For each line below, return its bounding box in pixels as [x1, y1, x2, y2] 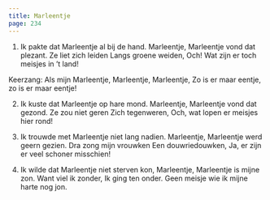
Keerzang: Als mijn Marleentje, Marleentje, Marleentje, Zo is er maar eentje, [8, 74, 262, 84]
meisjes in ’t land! [20, 58, 79, 69]
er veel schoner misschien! [20, 149, 111, 159]
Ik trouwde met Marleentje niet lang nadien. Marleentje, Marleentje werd [20, 131, 263, 142]
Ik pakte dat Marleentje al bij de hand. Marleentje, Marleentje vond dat [20, 41, 256, 51]
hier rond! [20, 116, 54, 126]
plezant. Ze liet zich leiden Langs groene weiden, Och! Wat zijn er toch [20, 50, 257, 60]
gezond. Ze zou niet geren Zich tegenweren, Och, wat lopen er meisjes [20, 107, 259, 117]
